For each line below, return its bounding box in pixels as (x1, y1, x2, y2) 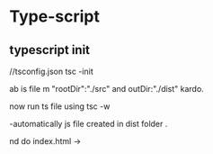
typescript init (9, 42, 91, 58)
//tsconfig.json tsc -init (9, 66, 94, 77)
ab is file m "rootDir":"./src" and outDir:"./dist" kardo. (9, 84, 204, 94)
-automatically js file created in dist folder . (9, 119, 168, 129)
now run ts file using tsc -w (9, 101, 111, 112)
